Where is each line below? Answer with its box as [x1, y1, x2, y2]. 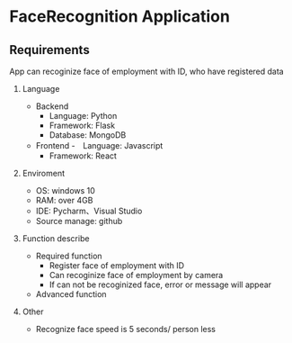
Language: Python [49, 111, 118, 121]
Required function [35, 250, 102, 261]
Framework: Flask [49, 120, 115, 131]
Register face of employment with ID [49, 260, 185, 271]
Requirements [9, 42, 90, 58]
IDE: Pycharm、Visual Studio [35, 205, 143, 216]
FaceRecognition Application [9, 6, 231, 27]
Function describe [22, 233, 90, 244]
